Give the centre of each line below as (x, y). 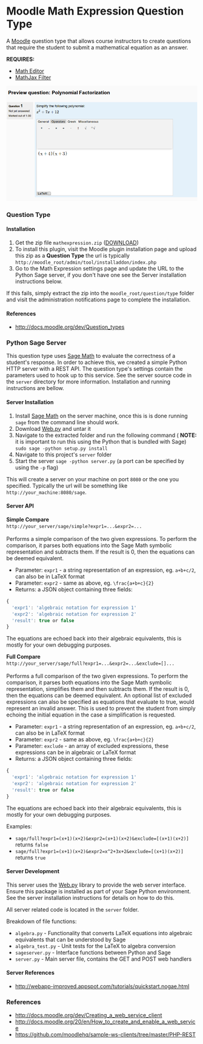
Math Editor (29, 70)
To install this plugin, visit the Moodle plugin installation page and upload (106, 249)
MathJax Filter (33, 77)
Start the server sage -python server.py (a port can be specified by (100, 461)
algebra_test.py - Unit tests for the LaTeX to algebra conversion (95, 946)
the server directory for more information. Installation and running (88, 382)
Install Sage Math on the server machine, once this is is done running (101, 416)
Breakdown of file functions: (42, 921)
